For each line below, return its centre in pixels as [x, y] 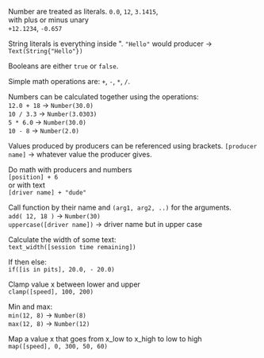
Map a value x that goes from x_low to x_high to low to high [105, 339]
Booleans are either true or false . [63, 66]
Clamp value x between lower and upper [75, 284]
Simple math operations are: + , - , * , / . [69, 81]
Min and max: [31, 306]
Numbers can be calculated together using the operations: [104, 97]
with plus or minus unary [49, 20]
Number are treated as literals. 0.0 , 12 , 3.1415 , [83, 12]
